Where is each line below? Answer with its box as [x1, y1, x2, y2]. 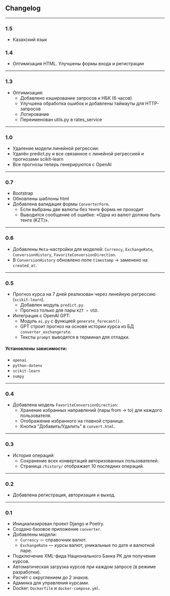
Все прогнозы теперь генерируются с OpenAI [12, 161, 112, 167]
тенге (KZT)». [20, 217, 49, 223]
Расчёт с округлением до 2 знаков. [12, 574, 90, 581]
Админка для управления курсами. [12, 580, 90, 586]
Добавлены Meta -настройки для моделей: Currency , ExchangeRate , [12, 246, 154, 252]
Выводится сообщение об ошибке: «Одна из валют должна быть [20, 212, 161, 218]
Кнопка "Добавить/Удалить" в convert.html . [20, 423, 115, 430]
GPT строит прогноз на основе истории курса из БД [20, 323, 134, 329]
